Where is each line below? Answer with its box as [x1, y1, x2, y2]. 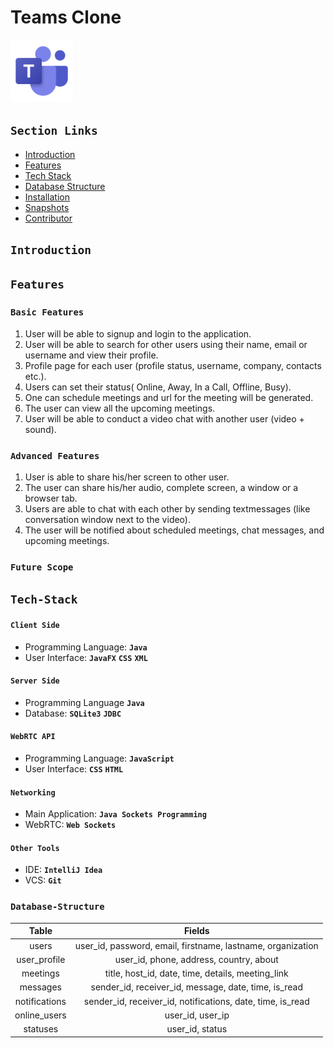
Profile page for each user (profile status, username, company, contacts [24, 359, 322, 371]
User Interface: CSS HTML [24, 763, 124, 775]
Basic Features [10, 307, 85, 318]
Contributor [24, 212, 73, 224]
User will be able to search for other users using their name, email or [24, 338, 308, 350]
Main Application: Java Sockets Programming [24, 808, 207, 820]
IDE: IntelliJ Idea [24, 864, 103, 876]
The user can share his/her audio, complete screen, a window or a [24, 482, 299, 494]
